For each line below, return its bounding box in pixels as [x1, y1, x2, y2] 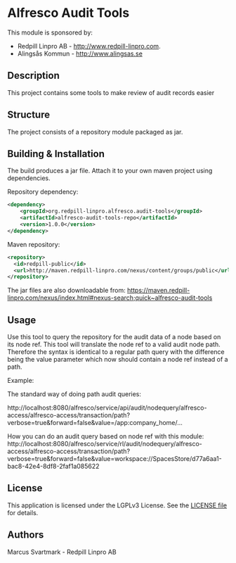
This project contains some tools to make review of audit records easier [7, 88, 215, 96]
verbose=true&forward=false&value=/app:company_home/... [7, 419, 183, 427]
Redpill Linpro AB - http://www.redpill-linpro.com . [17, 42, 161, 50]
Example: [7, 377, 34, 385]
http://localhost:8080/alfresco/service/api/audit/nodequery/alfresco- [7, 403, 207, 412]
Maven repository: [7, 240, 60, 248]
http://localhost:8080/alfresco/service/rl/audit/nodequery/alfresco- [7, 440, 202, 448]
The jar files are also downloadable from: [7, 286, 126, 295]
